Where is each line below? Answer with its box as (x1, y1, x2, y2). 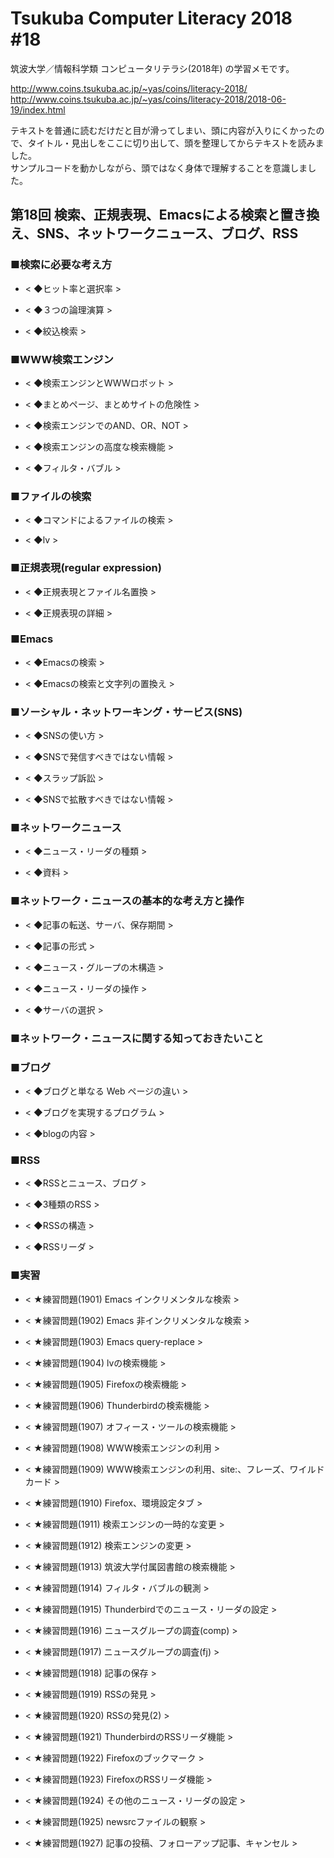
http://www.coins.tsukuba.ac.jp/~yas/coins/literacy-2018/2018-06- (10, 93, 287, 105)
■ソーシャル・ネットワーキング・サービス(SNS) (10, 705, 243, 719)
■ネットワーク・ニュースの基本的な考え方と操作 (10, 894, 245, 908)
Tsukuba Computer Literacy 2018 (10, 7, 293, 30)
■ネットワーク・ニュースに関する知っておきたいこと (10, 1031, 265, 1045)
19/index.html (10, 103, 66, 116)
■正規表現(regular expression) (10, 561, 162, 575)
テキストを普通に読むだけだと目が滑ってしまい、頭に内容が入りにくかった (10, 124, 317, 136)
